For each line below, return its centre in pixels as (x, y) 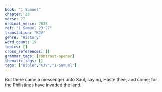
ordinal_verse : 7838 (27, 24)
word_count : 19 (21, 42)
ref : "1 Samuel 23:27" (29, 28)
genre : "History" (23, 38)
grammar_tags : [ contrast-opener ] (40, 56)
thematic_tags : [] (24, 61)
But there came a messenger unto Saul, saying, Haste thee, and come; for (81, 80)
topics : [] (16, 47)
